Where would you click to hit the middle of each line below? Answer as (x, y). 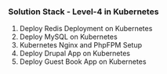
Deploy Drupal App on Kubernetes (75, 54)
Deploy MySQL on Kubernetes (68, 37)
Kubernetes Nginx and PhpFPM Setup (81, 45)
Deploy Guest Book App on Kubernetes (83, 62)
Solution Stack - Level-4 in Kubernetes (83, 12)
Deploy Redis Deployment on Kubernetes (86, 29)
